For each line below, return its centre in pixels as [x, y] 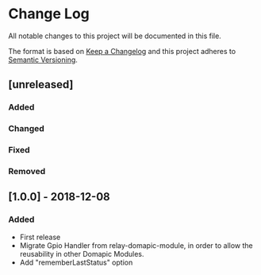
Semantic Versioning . [43, 60]
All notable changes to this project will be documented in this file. [115, 36]
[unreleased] [41, 85]
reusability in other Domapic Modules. [82, 254]
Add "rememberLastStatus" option [76, 262]
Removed [27, 172]
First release [40, 237]
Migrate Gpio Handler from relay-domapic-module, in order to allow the [136, 245]
